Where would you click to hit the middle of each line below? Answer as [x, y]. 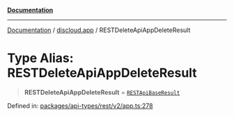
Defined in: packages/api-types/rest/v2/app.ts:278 [80, 106]
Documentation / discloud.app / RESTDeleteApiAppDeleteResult [99, 30]
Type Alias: [41, 58]
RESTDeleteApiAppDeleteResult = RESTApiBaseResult [102, 92]
